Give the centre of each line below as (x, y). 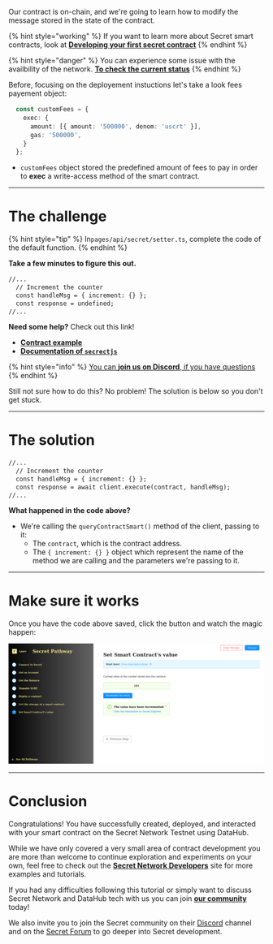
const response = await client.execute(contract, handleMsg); (123, 487)
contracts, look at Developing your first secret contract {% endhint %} (128, 45)
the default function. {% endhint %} (68, 248)
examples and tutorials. (48, 874)
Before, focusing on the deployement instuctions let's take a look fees (125, 85)
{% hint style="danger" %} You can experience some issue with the (122, 60)
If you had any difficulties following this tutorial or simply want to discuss (130, 890)
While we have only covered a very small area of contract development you (134, 848)
